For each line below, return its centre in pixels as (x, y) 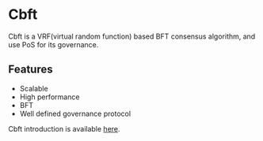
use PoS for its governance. (53, 44)
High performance (50, 97)
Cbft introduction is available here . (64, 128)
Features (30, 70)
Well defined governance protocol (75, 113)
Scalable (34, 88)
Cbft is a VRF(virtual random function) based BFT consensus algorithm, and (132, 36)
